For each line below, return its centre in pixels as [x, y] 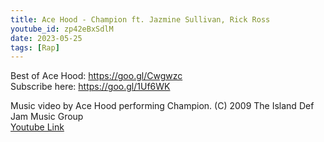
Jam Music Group [47, 117]
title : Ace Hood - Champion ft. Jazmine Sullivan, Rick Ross [140, 19]
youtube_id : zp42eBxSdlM [62, 29]
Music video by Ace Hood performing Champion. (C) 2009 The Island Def [162, 106]
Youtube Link [37, 127]
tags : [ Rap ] [35, 47]
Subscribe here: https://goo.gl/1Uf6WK [90, 87]
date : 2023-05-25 [46, 38]
